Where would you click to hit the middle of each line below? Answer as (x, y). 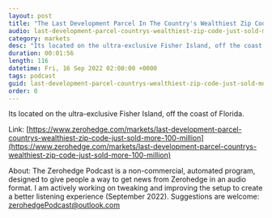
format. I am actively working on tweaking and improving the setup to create (136, 188)
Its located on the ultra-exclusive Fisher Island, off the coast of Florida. (126, 114)
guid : (17, 83)
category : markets (39, 38)
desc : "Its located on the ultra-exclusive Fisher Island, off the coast (136, 46)
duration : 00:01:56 (41, 53)
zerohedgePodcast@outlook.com (64, 205)
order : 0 (23, 91)
